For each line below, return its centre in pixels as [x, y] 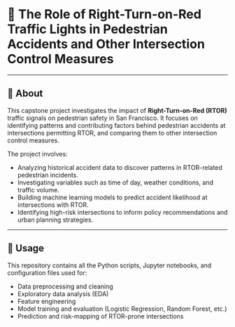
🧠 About [25, 94]
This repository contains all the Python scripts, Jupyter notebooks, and [109, 265]
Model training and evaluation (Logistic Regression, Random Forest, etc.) [122, 309]
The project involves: [37, 154]
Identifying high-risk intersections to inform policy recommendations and [122, 212]
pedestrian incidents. [48, 175]
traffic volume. [38, 189]
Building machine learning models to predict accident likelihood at [112, 197]
